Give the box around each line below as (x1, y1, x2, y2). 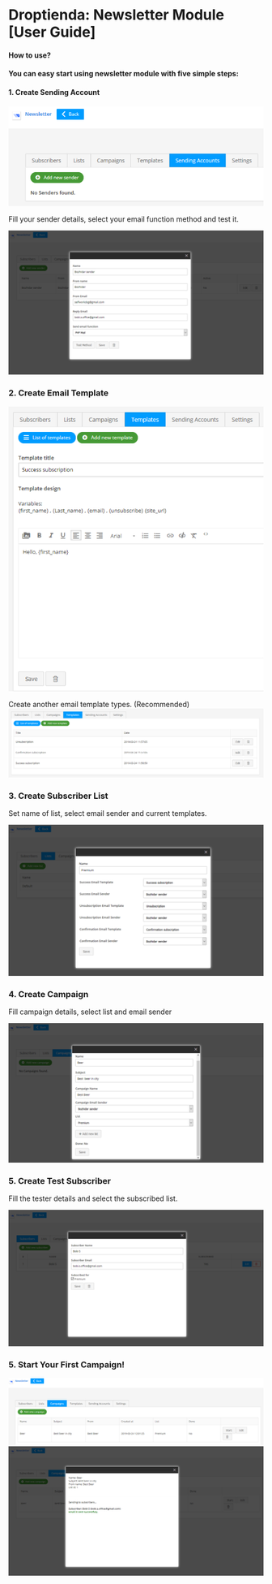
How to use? (8, 50, 51, 60)
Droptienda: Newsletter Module (8, 6, 225, 24)
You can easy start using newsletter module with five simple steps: (8, 69, 239, 79)
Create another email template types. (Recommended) (8, 699, 190, 709)
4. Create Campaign (8, 988, 89, 999)
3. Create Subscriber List (8, 790, 108, 801)
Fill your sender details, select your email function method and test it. (8, 214, 239, 224)
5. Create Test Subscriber (8, 1175, 112, 1186)
